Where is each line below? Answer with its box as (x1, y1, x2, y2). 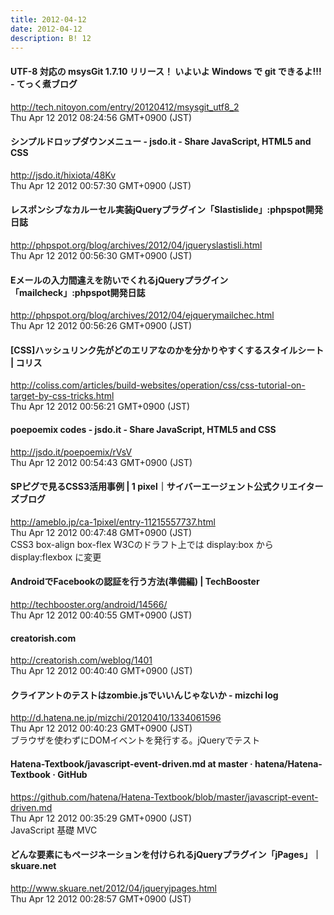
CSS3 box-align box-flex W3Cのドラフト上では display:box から (10, 538, 274, 550)
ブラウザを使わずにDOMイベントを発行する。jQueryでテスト (10, 734, 261, 746)
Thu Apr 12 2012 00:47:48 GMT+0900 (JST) (10, 526, 193, 538)
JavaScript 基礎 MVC (10, 824, 98, 836)
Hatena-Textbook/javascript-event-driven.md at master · (10, 758, 253, 770)
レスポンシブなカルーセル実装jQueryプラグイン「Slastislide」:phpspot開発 (10, 204, 323, 216)
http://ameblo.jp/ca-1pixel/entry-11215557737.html (10, 516, 216, 528)
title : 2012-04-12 (10, 14, 87, 25)
